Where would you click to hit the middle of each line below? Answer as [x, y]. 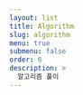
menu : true [30, 43]
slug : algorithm [40, 34]
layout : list [34, 18]
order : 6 [26, 60]
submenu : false [38, 52]
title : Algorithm [42, 26]
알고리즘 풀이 [38, 77]
